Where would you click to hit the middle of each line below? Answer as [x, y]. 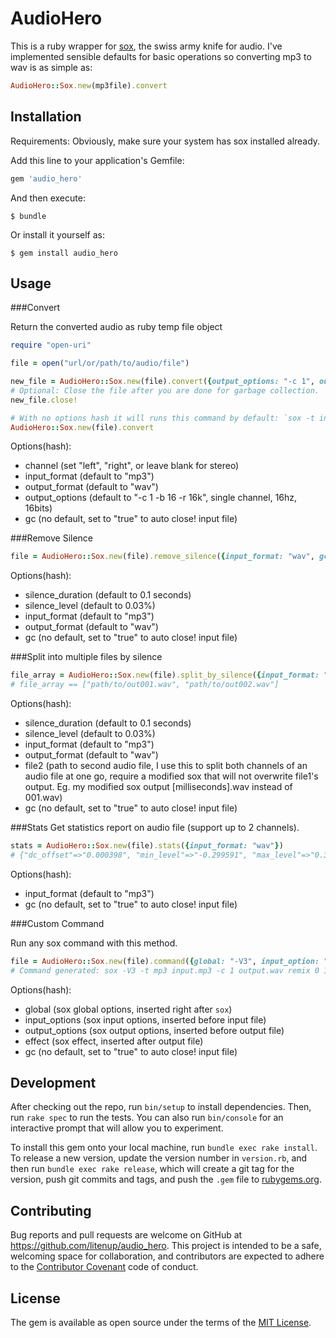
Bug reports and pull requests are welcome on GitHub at [126, 1235]
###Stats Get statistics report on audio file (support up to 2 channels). [155, 828]
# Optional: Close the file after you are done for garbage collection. [165, 390]
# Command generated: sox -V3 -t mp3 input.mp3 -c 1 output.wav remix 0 [165, 970]
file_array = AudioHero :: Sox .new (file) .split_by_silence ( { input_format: [165, 675]
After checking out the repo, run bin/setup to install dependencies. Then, [161, 1107]
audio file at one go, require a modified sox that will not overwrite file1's [171, 776]
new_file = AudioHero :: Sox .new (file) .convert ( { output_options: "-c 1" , [162, 382]
